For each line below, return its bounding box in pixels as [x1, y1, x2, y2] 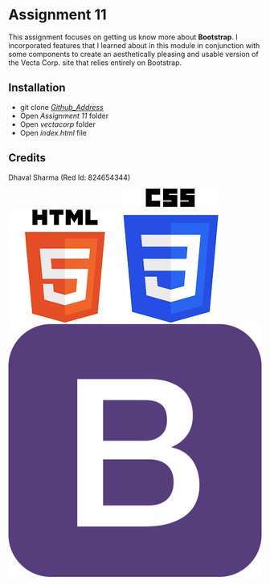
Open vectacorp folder [19, 119, 96, 129]
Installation [8, 81, 66, 95]
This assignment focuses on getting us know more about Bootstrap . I [8, 32, 239, 42]
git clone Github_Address [19, 102, 104, 112]
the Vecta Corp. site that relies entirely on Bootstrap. [8, 58, 182, 67]
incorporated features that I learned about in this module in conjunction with [8, 40, 260, 50]
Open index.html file [19, 128, 87, 137]
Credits [8, 151, 47, 165]
